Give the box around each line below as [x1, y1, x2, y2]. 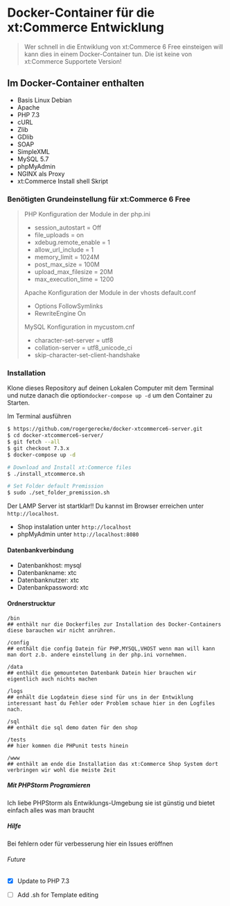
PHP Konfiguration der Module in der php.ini [24, 210, 151, 219]
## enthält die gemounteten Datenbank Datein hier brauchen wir [7, 669, 197, 676]
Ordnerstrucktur [7, 599, 56, 608]
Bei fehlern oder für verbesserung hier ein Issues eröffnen [7, 839, 173, 848]
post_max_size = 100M [34, 260, 100, 268]
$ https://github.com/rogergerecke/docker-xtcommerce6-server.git [7, 425, 203, 433]
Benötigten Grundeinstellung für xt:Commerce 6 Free [7, 194, 191, 204]
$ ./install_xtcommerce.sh [7, 470, 85, 477]
